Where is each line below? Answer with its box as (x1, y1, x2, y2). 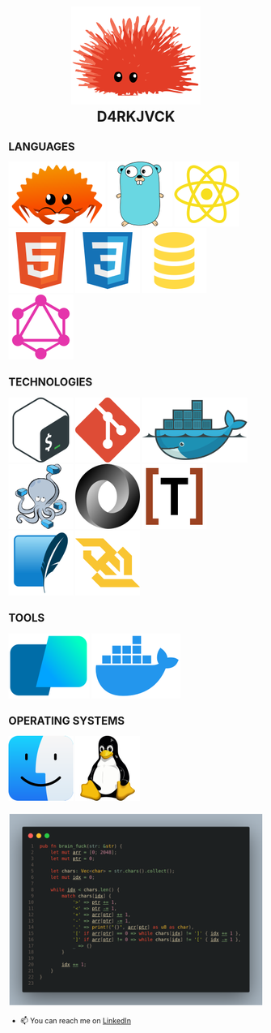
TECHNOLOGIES (8, 376, 93, 390)
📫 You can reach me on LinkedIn (19, 1015, 132, 1025)
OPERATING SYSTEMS (8, 714, 125, 728)
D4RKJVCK (96, 108, 176, 126)
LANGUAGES (8, 140, 75, 153)
